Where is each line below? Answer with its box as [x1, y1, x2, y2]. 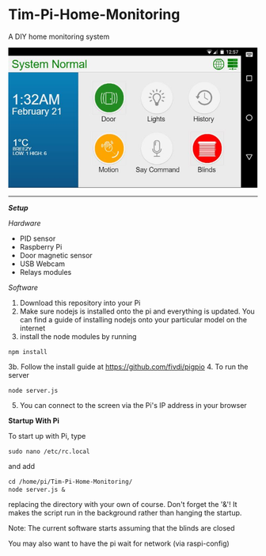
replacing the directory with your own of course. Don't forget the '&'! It [8, 500, 237, 509]
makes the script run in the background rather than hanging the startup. [8, 508, 242, 518]
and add [8, 462, 36, 471]
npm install [8, 348, 47, 356]
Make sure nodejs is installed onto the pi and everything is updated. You [19, 307, 255, 316]
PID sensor [19, 234, 56, 243]
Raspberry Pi [19, 242, 63, 252]
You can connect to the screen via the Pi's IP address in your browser [19, 401, 247, 410]
